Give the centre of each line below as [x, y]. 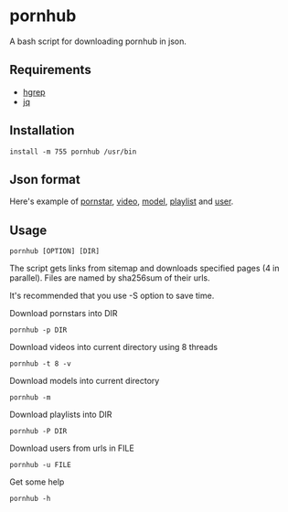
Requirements [50, 70]
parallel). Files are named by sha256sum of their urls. [110, 278]
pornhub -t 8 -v [40, 364]
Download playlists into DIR [61, 415]
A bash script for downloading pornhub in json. [98, 41]
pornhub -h [30, 499]
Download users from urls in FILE [72, 448]
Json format [45, 179]
